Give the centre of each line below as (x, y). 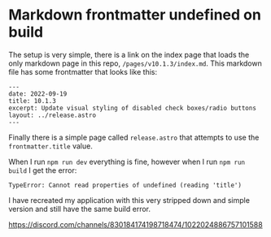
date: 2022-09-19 (38, 94)
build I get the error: (43, 170)
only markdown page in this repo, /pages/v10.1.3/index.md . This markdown (135, 63)
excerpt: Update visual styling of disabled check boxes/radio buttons (132, 108)
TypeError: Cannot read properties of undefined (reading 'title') (125, 185)
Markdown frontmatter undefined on (135, 15)
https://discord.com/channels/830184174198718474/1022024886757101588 (135, 224)
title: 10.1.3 (33, 101)
